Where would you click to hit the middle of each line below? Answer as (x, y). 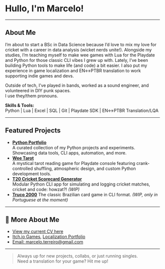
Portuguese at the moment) (40, 200)
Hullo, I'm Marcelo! (44, 9)
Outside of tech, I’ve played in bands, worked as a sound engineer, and (77, 85)
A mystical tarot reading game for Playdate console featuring (74, 163)
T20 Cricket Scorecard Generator (47, 179)
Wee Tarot (23, 158)
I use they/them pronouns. (32, 96)
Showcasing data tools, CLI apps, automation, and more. (69, 153)
